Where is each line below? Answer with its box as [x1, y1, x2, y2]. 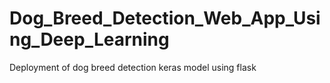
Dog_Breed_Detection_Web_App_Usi [9, 7, 321, 30]
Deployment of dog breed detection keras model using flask [9, 61, 257, 73]
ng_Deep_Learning [9, 28, 170, 51]
